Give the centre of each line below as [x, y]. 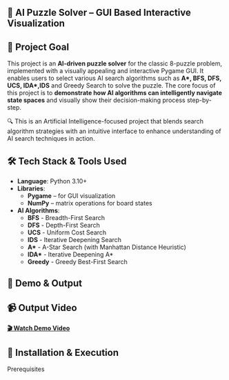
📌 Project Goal [38, 47]
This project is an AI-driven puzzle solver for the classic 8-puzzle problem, [115, 63]
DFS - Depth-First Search [63, 226]
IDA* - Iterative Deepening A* [70, 254]
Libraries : [31, 189]
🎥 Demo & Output [45, 283]
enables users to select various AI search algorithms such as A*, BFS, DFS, [114, 78]
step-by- [199, 100]
